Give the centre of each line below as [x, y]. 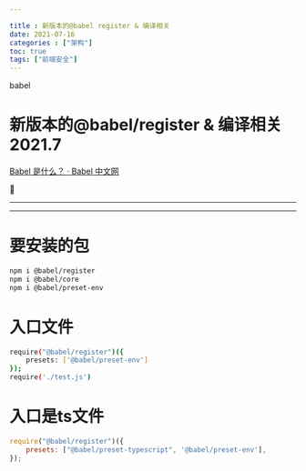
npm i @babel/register [52, 271]
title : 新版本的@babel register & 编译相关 [90, 25]
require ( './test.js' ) [51, 377]
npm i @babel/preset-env [56, 287]
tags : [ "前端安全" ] [44, 60]
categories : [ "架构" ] [51, 43]
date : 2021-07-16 [42, 34]
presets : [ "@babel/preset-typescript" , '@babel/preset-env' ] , [146, 450]
